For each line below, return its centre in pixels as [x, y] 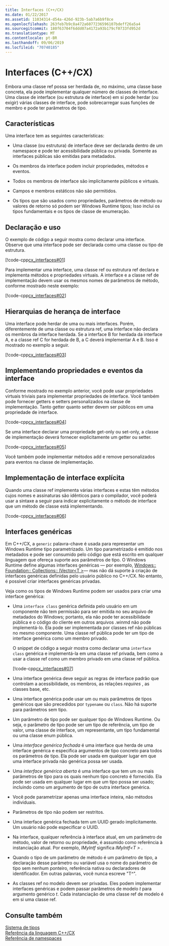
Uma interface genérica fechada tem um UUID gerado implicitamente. [85, 822]
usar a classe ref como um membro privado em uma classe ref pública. [86, 659]
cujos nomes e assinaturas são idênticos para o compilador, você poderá [81, 495]
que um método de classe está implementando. [55, 506]
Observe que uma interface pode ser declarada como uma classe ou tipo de [84, 245]
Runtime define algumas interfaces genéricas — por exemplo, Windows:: [81, 565]
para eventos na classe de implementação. [50, 462]
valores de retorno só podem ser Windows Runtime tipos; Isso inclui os [86, 206]
